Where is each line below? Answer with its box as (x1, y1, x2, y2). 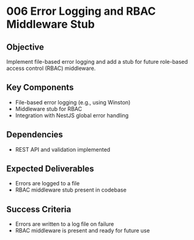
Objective (6, 42, 45, 52)
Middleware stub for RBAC (15, 105, 83, 112)
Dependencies (6, 130, 63, 140)
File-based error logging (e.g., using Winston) (15, 98, 131, 106)
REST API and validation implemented (15, 145, 111, 153)
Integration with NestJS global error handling (15, 112, 129, 119)
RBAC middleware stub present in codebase (15, 186, 127, 194)
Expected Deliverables (6, 164, 94, 174)
